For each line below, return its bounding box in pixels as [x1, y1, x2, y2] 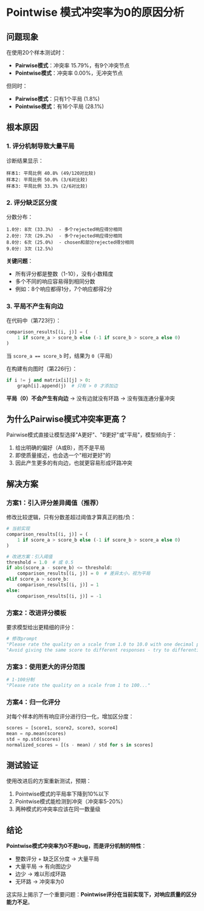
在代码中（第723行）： [6, 317, 62, 324]
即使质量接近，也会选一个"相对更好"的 [15, 452, 111, 459]
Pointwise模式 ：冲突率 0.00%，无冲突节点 [15, 69, 123, 77]
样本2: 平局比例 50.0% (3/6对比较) [6, 177, 88, 183]
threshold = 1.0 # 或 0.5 [6, 559, 74, 565]
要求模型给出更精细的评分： [6, 623, 76, 630]
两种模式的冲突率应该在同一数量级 [15, 805, 101, 813]
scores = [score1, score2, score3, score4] [6, 725, 118, 731]
